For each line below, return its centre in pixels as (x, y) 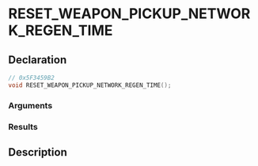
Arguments (30, 105)
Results (23, 126)
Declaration (38, 60)
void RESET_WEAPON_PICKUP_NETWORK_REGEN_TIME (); (90, 85)
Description (38, 152)
